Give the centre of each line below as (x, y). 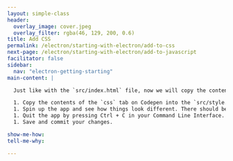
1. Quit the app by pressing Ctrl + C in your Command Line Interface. (119, 116)
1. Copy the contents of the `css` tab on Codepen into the (102, 103)
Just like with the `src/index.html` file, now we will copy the (110, 91)
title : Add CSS (29, 39)
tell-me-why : (26, 141)
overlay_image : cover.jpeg (52, 26)
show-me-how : (26, 134)
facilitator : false (35, 59)
